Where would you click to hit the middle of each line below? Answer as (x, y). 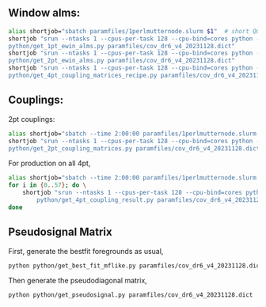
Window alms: (44, 13)
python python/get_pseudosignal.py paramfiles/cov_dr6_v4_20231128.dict (131, 295)
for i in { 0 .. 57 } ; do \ (47, 185)
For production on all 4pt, (49, 163)
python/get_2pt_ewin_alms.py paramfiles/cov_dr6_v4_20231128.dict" (122, 61)
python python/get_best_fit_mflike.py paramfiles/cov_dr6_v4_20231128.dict (136, 265)
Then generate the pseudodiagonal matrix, (78, 281)
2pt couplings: (32, 119)
